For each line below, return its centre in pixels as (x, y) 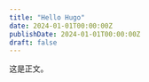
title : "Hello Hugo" (47, 17)
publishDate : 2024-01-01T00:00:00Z (75, 34)
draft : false (33, 42)
